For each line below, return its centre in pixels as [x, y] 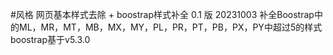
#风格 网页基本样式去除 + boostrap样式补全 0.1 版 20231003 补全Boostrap [162, 14]
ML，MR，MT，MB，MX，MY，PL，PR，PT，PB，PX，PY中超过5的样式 [170, 27]
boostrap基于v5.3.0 [50, 39]
